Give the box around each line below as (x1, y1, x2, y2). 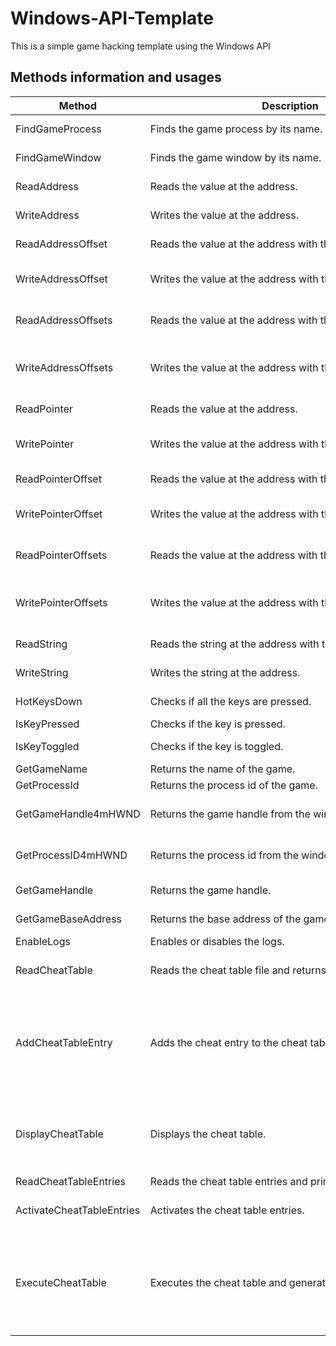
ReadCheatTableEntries (15, 1174, 126, 1188)
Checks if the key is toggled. (149, 739, 284, 753)
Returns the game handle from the (149, 807, 311, 821)
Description (261, 98, 319, 112)
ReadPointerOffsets (15, 548, 108, 562)
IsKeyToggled (15, 739, 80, 753)
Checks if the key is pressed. (149, 717, 286, 731)
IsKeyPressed (15, 717, 80, 731)
